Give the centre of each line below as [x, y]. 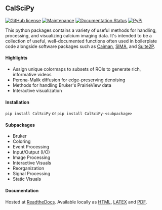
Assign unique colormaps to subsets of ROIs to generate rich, [77, 69]
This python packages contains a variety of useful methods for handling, [81, 30]
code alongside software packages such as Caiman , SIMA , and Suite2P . [80, 46]
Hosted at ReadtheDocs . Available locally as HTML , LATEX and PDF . [76, 202]
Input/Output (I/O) [31, 152]
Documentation [22, 191]
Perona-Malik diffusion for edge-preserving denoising [69, 80]
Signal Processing [31, 174]
